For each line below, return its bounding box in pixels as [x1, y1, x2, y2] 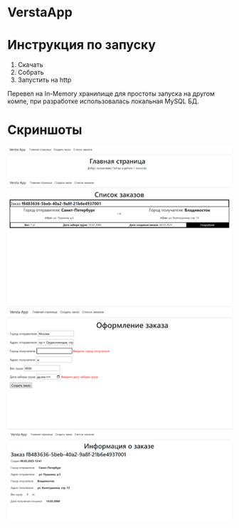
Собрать [17, 68, 44, 77]
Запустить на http [17, 76, 72, 84]
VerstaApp [7, 4, 73, 21]
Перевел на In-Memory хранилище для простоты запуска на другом [7, 90, 216, 98]
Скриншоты [7, 122, 83, 138]
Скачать [17, 61, 43, 69]
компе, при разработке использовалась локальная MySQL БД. [7, 97, 199, 105]
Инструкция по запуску [7, 37, 156, 53]
